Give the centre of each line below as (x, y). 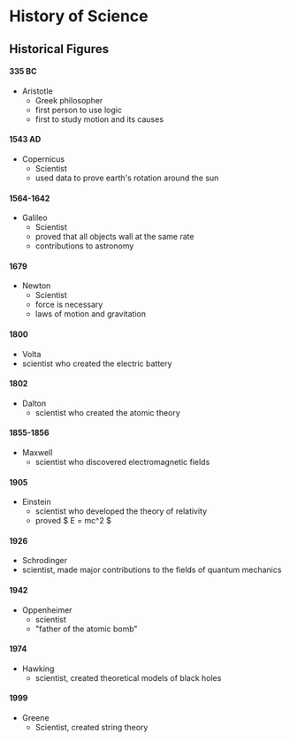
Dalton (34, 403)
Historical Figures (59, 49)
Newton (36, 286)
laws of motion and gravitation (90, 314)
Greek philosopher (69, 100)
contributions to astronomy (84, 246)
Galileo (34, 218)
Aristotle (37, 91)
